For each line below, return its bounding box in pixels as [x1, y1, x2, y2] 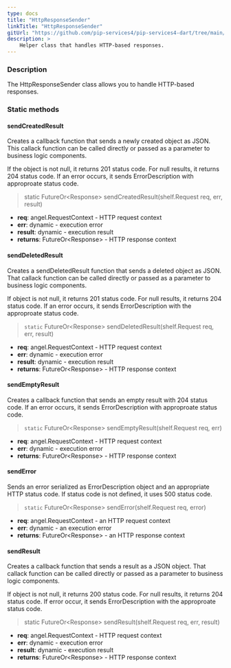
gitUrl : [7, 29, 30, 36]
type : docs [7, 10, 38, 17]
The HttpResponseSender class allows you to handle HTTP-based [7, 80, 195, 89]
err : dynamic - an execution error [16, 524, 112, 533]
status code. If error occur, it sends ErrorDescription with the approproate [7, 597, 217, 605]
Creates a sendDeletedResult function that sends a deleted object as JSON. [7, 266, 222, 275]
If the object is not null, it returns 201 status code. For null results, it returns [7, 165, 220, 173]
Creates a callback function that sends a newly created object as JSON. [7, 137, 211, 145]
